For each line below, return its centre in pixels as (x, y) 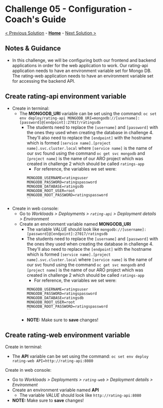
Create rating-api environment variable (66, 96)
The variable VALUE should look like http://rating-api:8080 (80, 395)
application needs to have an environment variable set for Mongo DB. (82, 71)
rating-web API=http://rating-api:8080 (53, 361)
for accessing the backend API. (44, 81)
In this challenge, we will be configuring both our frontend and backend (84, 60)
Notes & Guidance (33, 48)
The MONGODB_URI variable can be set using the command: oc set (88, 113)
